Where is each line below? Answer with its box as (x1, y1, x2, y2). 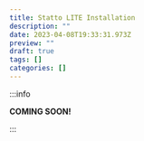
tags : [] (9, 55, 43, 64)
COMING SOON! (9, 106, 72, 117)
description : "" (9, 22, 71, 31)
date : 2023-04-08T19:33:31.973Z (9, 30, 131, 39)
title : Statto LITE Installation (9, 13, 136, 23)
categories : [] (9, 64, 67, 73)
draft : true (9, 47, 54, 56)
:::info (9, 88, 31, 99)
